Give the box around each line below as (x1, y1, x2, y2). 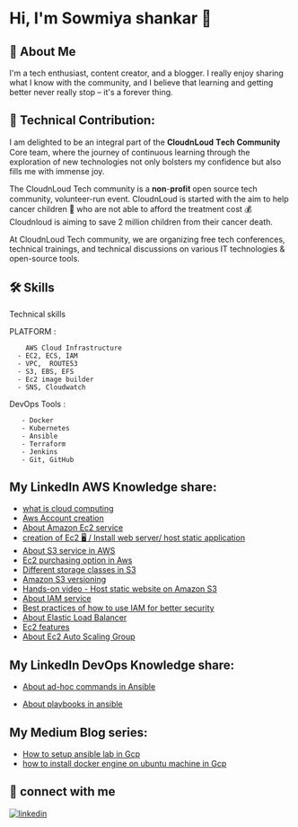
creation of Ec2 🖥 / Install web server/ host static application (22, 532, 245, 543)
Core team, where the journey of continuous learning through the (9, 147, 250, 157)
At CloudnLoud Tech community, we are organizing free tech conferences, (9, 234, 285, 245)
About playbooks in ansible (22, 698, 123, 709)
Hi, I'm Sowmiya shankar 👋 (9, 8, 213, 29)
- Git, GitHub (21, 455, 74, 464)
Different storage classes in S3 (22, 565, 136, 575)
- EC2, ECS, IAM (17, 351, 78, 360)
